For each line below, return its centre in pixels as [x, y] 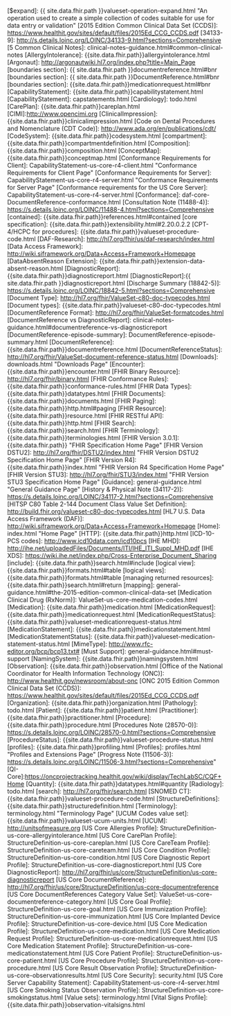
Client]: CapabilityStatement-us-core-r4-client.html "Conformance [102, 165]
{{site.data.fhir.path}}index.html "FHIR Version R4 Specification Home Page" [116, 467]
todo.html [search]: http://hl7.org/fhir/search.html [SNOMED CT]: [99, 791]
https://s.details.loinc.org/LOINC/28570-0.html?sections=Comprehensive [112, 732]
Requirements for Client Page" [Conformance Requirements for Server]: [110, 173]
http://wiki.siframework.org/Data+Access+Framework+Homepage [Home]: [114, 526]
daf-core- [196, 195]
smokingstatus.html [35, 997]
